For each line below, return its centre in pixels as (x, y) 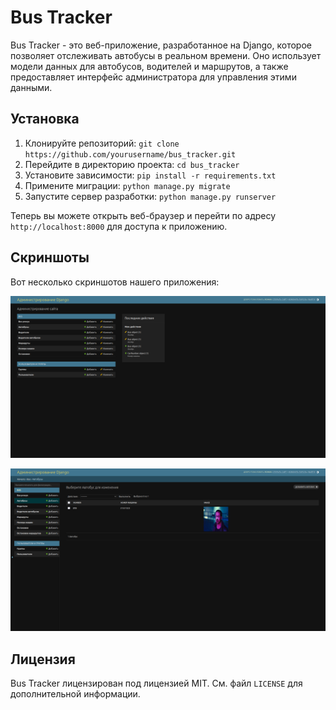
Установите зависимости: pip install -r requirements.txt (150, 175)
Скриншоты (50, 257)
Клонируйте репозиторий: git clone (102, 143)
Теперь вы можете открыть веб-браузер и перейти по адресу (143, 215)
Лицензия (43, 659)
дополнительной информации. (75, 694)
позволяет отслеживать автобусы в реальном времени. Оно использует (166, 55)
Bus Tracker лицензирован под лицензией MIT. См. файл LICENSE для (156, 683)
